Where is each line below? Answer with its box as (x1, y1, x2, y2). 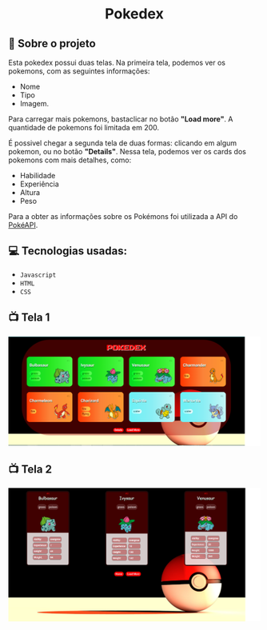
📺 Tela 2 (8, 463, 52, 476)
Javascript (19, 271, 57, 279)
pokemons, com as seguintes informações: (8, 66, 150, 76)
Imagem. (19, 99, 50, 108)
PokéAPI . (8, 221, 38, 229)
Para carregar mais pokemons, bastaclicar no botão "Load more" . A (8, 114, 233, 124)
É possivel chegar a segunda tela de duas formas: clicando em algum (8, 138, 237, 148)
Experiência (19, 179, 60, 189)
